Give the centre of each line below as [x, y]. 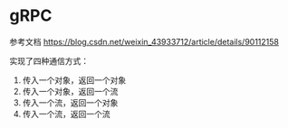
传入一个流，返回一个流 [66, 114]
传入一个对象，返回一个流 [70, 91]
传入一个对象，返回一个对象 [74, 80]
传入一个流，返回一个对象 [70, 102]
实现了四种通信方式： [49, 60]
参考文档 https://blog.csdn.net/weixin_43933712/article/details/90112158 [144, 41]
